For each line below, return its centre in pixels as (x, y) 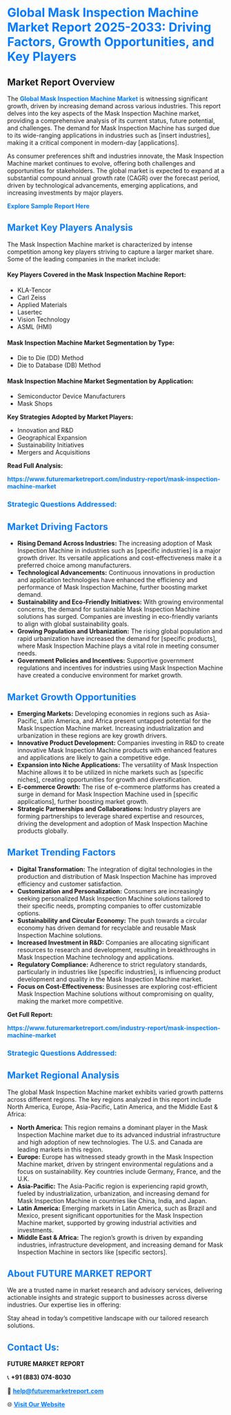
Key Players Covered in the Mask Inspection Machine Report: (97, 275)
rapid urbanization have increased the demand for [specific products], (117, 639)
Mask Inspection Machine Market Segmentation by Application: (101, 381)
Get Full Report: (30, 1014)
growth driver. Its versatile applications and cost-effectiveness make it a (119, 558)
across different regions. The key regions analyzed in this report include (109, 1099)
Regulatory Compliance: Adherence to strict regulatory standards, (112, 964)
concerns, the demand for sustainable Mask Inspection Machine (108, 609)
